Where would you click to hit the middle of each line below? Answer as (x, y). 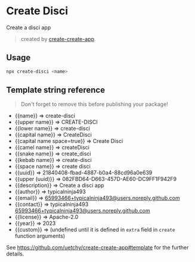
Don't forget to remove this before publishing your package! (94, 104)
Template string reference (56, 90)
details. (15, 254)
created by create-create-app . (58, 39)
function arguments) (40, 236)
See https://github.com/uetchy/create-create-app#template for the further (97, 248)
